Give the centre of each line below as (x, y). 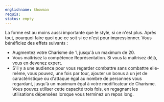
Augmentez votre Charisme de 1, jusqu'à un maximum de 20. (74, 52)
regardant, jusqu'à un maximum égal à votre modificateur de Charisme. (84, 84)
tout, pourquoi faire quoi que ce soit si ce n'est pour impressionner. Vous (78, 38)
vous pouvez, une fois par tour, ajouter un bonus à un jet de (87, 74)
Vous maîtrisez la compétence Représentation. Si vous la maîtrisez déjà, (85, 58)
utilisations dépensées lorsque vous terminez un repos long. (73, 94)
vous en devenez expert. (37, 63)
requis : (13, 14)
